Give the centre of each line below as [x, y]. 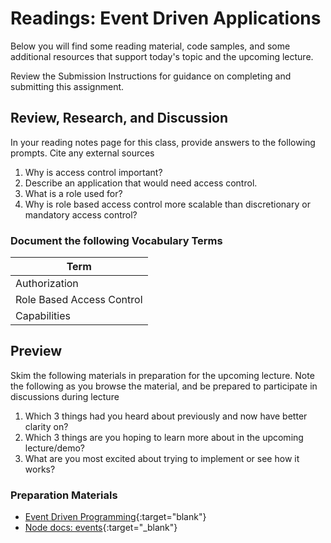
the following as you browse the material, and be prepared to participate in [164, 386]
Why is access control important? [93, 172]
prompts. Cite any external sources [82, 153]
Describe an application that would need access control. [141, 183]
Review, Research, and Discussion [119, 118]
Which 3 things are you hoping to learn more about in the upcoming [164, 437]
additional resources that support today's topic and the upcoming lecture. [162, 56]
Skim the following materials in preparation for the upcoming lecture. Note [162, 375]
